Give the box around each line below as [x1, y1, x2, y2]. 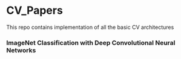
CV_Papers [6, 4, 64, 17]
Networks [6, 46, 36, 54]
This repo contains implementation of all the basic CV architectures [6, 23, 174, 31]
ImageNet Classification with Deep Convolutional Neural [6, 39, 176, 47]
